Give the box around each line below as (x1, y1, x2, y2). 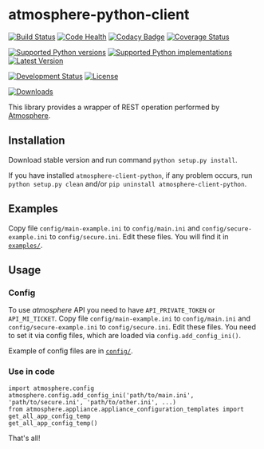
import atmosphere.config (8, 384, 94, 392)
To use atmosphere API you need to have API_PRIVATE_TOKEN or (8, 305, 215, 315)
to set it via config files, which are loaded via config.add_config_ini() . (8, 331, 242, 341)
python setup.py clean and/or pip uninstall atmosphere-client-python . (8, 179, 247, 188)
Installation (8, 134, 65, 148)
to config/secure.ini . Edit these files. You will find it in (49, 231, 229, 241)
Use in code (8, 366, 55, 377)
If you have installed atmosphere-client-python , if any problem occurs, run (8, 170, 253, 180)
